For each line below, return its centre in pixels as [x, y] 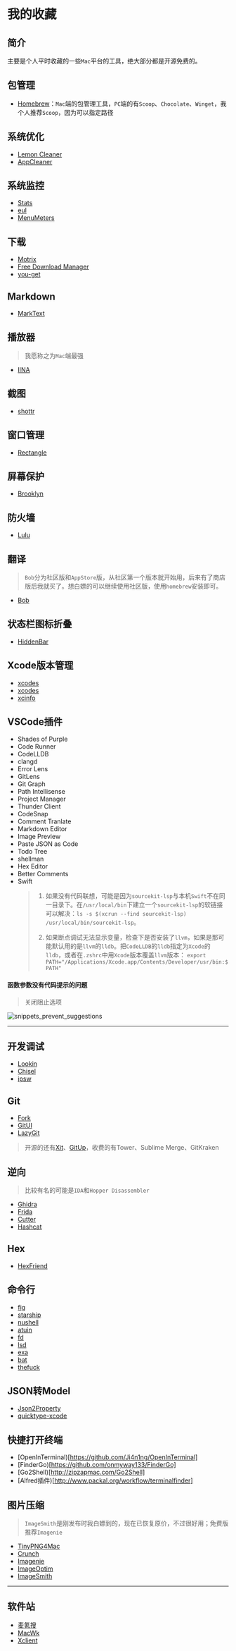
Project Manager [41, 799]
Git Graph [31, 784]
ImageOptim [35, 1569]
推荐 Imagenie [44, 1532]
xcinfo [26, 698]
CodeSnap [33, 814]
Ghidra [27, 1204]
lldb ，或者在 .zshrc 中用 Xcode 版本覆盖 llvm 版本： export [126, 955]
